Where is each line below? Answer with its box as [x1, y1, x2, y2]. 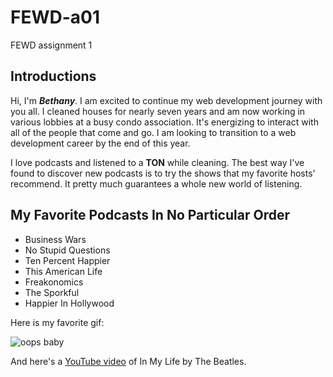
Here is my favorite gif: [10, 316, 105, 328]
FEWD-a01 [10, 6, 101, 29]
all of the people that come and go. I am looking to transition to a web [10, 126, 297, 138]
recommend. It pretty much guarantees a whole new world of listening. [10, 177, 303, 190]
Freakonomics [24, 276, 84, 288]
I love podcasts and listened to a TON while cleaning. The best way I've [10, 156, 305, 168]
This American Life [24, 265, 103, 277]
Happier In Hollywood [24, 297, 115, 309]
